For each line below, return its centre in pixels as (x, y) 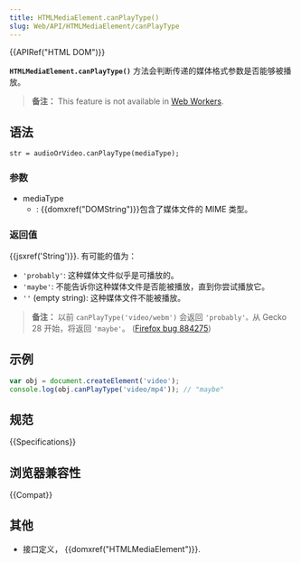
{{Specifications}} (43, 442)
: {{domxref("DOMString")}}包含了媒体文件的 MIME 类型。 (144, 209)
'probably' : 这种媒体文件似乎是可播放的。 (100, 275)
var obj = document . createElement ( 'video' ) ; (94, 380)
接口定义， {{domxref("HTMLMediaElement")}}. (112, 549)
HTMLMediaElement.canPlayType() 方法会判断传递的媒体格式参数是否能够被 (146, 70)
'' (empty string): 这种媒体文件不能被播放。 (104, 297)
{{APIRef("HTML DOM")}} (57, 52)
